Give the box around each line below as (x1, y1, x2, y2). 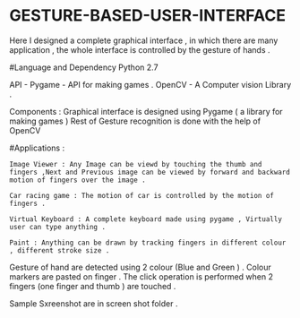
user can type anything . (9, 222, 106, 231)
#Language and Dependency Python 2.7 (9, 62, 159, 73)
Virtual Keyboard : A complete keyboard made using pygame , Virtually (9, 214, 282, 224)
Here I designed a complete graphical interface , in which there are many (9, 35, 279, 46)
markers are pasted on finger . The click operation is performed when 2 (9, 271, 274, 282)
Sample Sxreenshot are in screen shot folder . (9, 297, 178, 309)
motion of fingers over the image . (9, 176, 146, 185)
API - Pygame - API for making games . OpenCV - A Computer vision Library (9, 79, 292, 90)
